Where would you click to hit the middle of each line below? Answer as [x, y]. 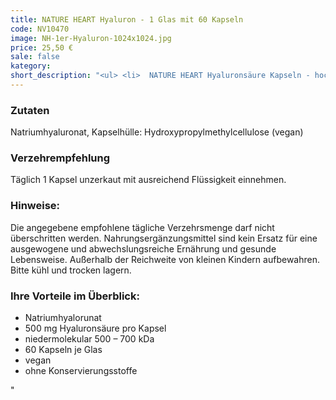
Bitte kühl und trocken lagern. [71, 270]
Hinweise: [35, 206]
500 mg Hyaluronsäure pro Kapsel [95, 328]
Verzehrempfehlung [60, 158]
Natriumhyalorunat [63, 318]
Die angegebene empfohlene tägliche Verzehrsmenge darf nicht [142, 227]
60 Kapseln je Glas [63, 350]
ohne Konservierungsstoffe [81, 371]
